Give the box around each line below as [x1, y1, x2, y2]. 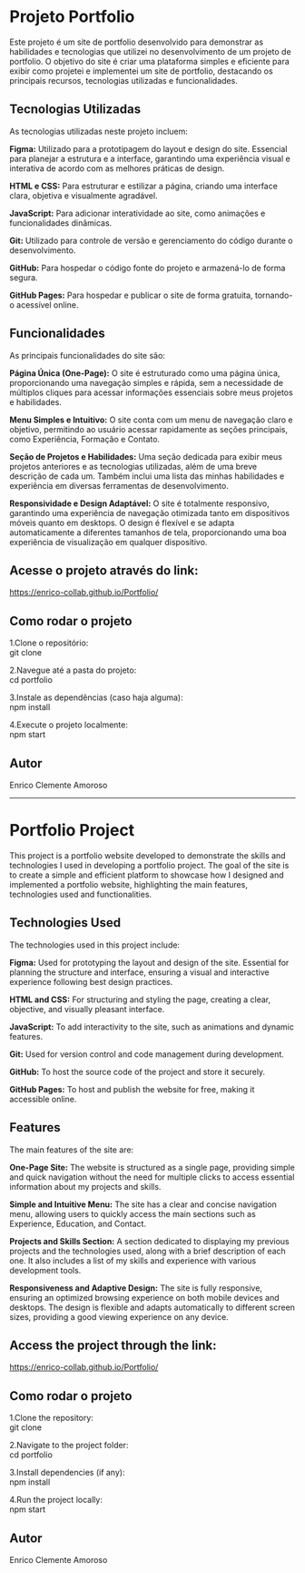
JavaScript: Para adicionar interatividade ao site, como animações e [9, 208, 266, 218]
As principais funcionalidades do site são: [9, 350, 166, 360]
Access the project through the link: [9, 1337, 217, 1353]
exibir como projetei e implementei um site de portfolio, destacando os [9, 66, 274, 76]
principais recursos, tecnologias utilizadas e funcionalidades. [9, 75, 238, 86]
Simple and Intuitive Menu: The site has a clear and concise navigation [9, 1199, 277, 1210]
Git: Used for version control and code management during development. [9, 1049, 284, 1060]
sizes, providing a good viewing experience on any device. [9, 1311, 229, 1322]
